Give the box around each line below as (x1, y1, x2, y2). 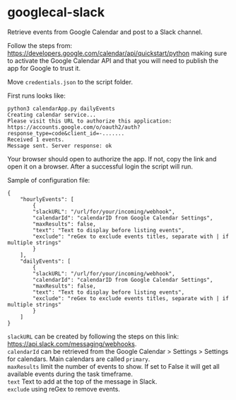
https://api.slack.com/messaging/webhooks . (7, 339, 137, 348)
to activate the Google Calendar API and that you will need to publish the (7, 56, 219, 64)
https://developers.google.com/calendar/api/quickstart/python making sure (7, 49, 228, 57)
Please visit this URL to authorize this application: (7, 118, 172, 125)
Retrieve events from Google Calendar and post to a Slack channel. (7, 28, 203, 36)
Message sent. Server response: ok (7, 142, 112, 149)
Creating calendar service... (7, 111, 97, 118)
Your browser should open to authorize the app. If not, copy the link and (7, 154, 217, 163)
